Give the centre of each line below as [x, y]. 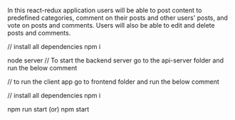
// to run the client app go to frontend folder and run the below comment [113, 82]
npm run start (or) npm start [48, 109]
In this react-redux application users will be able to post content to [105, 10]
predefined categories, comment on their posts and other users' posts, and [117, 18]
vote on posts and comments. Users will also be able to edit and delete [111, 25]
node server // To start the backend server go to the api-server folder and [116, 60]
